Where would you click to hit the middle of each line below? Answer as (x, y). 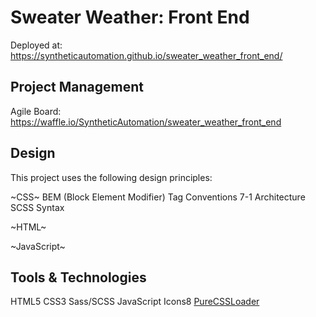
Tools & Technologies (78, 277)
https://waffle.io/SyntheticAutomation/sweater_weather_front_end (146, 122)
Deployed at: (36, 45)
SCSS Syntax (37, 207)
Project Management (77, 87)
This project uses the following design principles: (111, 177)
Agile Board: (36, 111)
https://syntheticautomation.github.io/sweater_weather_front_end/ (146, 55)
